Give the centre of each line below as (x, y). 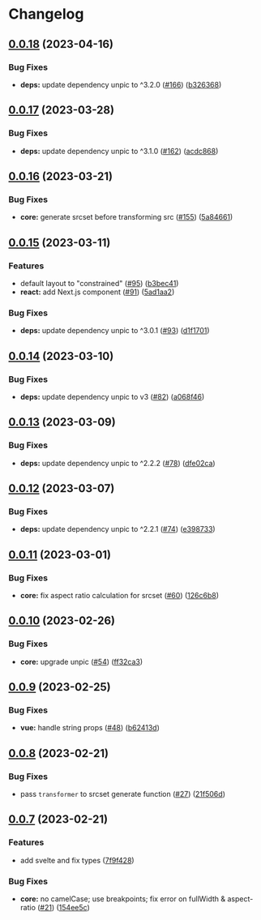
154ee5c (73, 908)
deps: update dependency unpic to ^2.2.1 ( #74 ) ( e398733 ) (118, 529)
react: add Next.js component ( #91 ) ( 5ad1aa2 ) (97, 292)
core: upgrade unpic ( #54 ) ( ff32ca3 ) (81, 661)
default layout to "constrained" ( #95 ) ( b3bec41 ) (99, 283)
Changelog (46, 14)
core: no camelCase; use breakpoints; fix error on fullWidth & (123, 899)
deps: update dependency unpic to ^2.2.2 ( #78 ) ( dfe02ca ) (118, 463)
